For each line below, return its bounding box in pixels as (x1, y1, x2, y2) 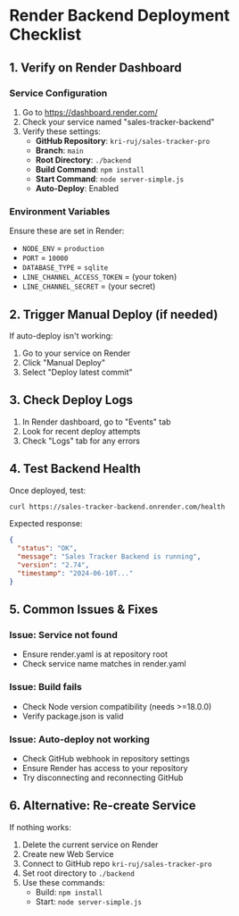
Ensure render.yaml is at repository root (21, 649, 168, 660)
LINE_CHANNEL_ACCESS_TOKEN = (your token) (21, 272, 177, 282)
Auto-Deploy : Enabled (35, 182, 119, 193)
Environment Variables (9, 205, 111, 217)
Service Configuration (9, 87, 108, 99)
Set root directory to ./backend (21, 868, 136, 878)
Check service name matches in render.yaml (21, 659, 186, 669)
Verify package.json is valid (21, 710, 124, 721)
